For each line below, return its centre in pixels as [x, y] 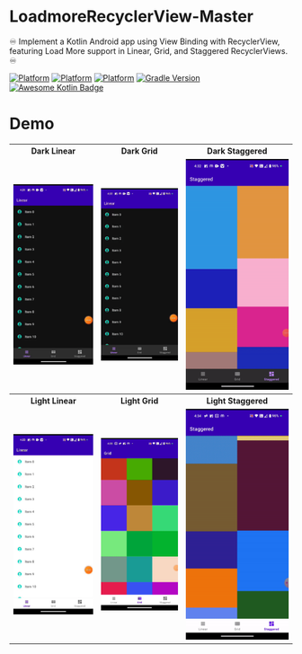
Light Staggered [237, 401]
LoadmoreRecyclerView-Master [132, 17]
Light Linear [53, 401]
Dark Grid [139, 151]
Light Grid [139, 401]
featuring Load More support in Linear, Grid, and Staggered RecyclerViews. [149, 50]
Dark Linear [53, 151]
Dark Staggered [237, 151]
